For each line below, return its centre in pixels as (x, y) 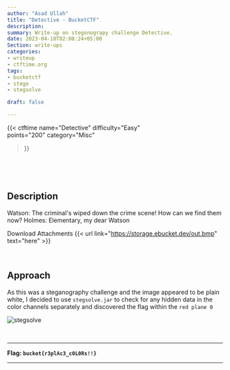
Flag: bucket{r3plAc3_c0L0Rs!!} (52, 353)
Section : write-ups (35, 45)
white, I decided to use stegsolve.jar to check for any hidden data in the (110, 299)
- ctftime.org (27, 64)
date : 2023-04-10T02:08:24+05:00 (55, 39)
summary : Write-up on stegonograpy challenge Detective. (90, 33)
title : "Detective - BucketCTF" (53, 20)
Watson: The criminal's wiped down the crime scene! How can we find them (114, 212)
